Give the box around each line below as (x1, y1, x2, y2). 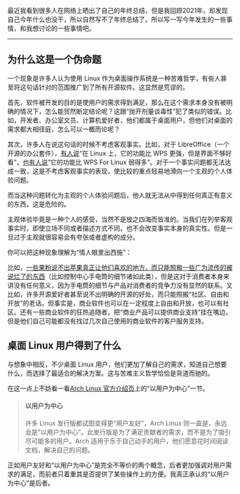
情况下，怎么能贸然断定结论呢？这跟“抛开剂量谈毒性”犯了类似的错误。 (19, 106, 226, 116)
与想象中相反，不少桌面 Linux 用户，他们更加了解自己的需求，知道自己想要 (7, 360, 227, 368)
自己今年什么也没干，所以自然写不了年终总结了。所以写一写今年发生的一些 (7, 15, 226, 24)
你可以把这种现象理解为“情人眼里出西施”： (7, 248, 132, 256)
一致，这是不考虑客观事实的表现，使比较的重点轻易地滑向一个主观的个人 (13, 166, 226, 175)
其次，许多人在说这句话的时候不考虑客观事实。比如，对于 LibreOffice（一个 (7, 140, 230, 148)
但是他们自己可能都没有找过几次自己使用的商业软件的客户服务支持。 (7, 316, 208, 325)
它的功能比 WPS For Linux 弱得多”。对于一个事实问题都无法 (50, 158, 225, 166)
